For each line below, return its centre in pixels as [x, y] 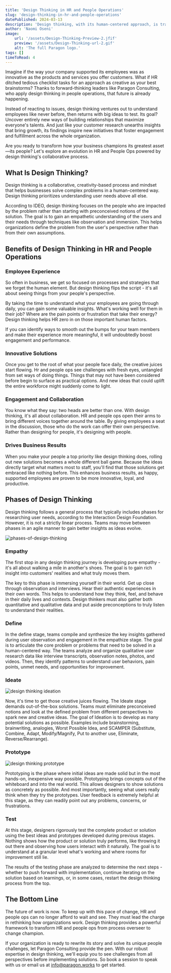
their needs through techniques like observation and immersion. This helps [84, 222]
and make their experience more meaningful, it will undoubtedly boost [79, 335]
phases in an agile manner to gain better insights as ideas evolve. [74, 528]
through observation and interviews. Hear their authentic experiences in [81, 588]
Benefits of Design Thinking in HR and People [79, 249]
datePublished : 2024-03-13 [34, 19]
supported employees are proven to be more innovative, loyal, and [75, 478]
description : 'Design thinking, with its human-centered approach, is [82, 24]
